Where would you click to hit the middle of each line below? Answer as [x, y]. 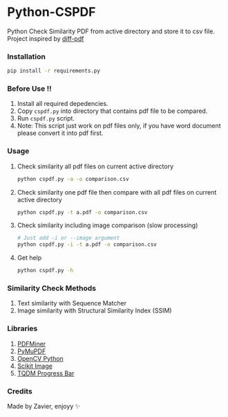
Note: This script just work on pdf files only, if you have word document [119, 126]
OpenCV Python [40, 358]
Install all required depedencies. [63, 104]
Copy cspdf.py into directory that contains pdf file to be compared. [112, 111]
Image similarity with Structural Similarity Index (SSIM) [94, 311]
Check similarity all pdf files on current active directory [95, 166]
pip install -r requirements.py [54, 71]
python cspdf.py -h [45, 271]
